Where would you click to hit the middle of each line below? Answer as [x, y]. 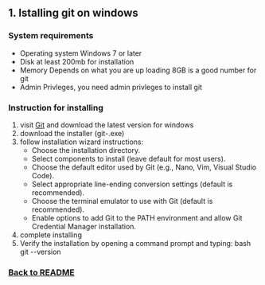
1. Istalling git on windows [74, 13]
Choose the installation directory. [86, 150]
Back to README [41, 272]
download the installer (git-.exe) [72, 133]
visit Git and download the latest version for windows [107, 125]
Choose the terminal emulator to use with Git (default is [122, 201]
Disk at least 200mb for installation [77, 61]
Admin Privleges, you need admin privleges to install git [111, 87]
